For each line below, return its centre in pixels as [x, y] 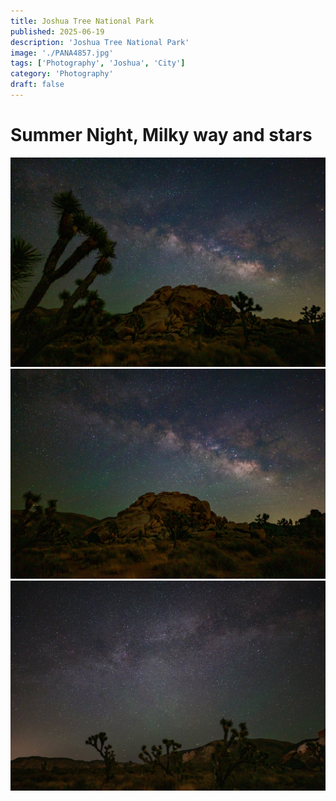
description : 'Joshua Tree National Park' [100, 42]
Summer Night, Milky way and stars [161, 135]
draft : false [37, 85]
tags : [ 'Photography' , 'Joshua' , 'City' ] [98, 63]
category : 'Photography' [62, 74]
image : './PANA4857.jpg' [62, 53]
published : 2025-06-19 [57, 31]
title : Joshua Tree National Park [82, 21]
